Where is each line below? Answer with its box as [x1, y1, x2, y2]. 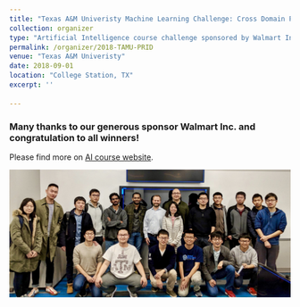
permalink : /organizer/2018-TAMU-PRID [9, 43, 154, 52]
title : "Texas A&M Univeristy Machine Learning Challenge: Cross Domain [9, 14, 286, 23]
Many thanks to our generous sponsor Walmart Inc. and [9, 120, 256, 133]
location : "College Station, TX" [9, 71, 134, 80]
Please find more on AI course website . [9, 152, 154, 162]
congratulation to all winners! [9, 131, 140, 144]
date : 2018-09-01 [9, 62, 74, 71]
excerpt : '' [9, 80, 54, 89]
